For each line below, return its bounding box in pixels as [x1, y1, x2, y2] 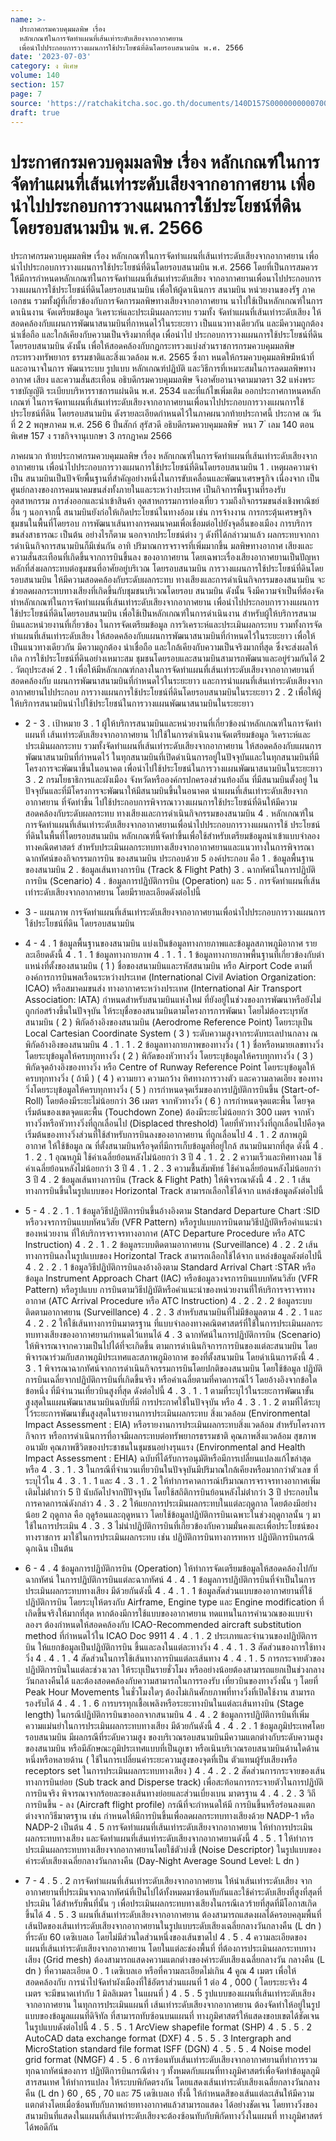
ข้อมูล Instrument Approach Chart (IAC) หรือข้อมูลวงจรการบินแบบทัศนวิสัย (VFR [24, 1272, 318, 1285]
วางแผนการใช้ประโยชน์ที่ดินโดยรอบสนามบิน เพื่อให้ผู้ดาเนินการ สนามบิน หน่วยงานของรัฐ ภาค [10, 284, 316, 296]
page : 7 [10, 89, 43, 99]
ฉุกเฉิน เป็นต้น [24, 1542, 74, 1555]
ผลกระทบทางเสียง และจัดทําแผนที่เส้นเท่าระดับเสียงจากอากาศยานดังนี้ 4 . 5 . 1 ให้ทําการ [24, 1832, 314, 1845]
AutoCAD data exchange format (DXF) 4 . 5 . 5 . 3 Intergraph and [24, 2032, 292, 2045]
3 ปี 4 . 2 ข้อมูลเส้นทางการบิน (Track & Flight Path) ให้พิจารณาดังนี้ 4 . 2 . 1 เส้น [24, 1174, 311, 1186]
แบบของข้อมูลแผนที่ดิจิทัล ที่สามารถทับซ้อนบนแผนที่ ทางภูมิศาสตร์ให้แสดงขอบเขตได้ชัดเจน [24, 2010, 320, 2022]
